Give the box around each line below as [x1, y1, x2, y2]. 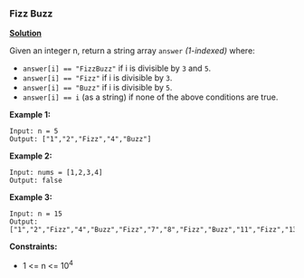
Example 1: [9, 110, 52, 120]
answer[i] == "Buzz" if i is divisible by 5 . [22, 82, 173, 93]
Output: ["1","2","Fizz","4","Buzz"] [9, 135, 152, 144]
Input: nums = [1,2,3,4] [9, 168, 103, 177]
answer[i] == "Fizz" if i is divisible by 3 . [22, 72, 173, 83]
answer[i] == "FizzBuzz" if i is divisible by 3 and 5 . [22, 62, 212, 74]
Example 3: [9, 192, 52, 203]
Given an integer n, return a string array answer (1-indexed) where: [9, 45, 255, 56]
